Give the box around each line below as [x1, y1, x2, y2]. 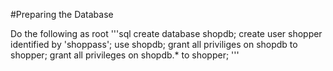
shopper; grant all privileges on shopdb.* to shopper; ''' [10, 49, 240, 61]
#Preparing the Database [10, 9, 114, 20]
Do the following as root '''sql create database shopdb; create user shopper [10, 28, 323, 39]
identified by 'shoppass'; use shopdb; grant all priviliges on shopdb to [10, 39, 298, 50]
